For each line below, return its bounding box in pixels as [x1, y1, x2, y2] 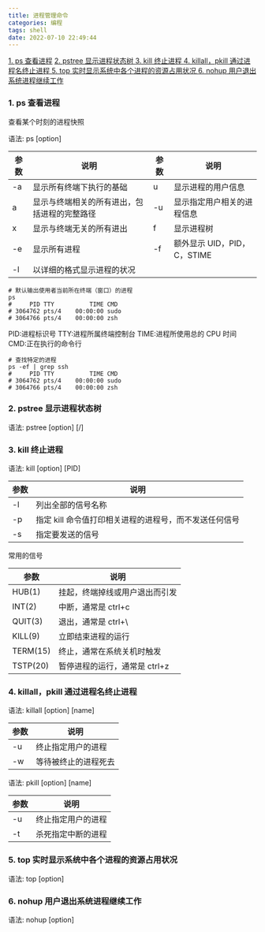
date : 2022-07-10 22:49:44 [8, 33, 97, 42]
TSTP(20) [12, 660, 50, 671]
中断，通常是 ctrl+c [58, 602, 130, 613]
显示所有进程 [32, 244, 80, 255]
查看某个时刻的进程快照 [8, 117, 84, 126]
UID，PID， [207, 237, 250, 248]
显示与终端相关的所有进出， [32, 196, 136, 207]
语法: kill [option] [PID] [8, 464, 81, 473]
